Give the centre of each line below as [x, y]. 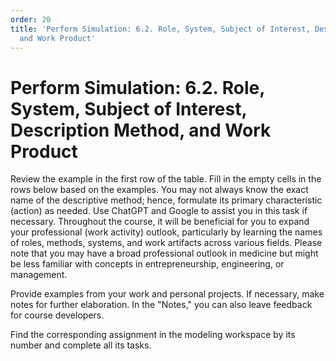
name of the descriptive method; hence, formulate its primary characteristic [166, 200]
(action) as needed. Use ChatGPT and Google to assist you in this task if [159, 211]
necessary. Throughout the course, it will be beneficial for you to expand [160, 222]
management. [39, 275]
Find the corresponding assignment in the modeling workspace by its [153, 335]
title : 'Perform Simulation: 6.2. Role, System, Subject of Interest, [160, 29]
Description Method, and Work [141, 130]
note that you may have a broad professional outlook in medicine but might [164, 253]
